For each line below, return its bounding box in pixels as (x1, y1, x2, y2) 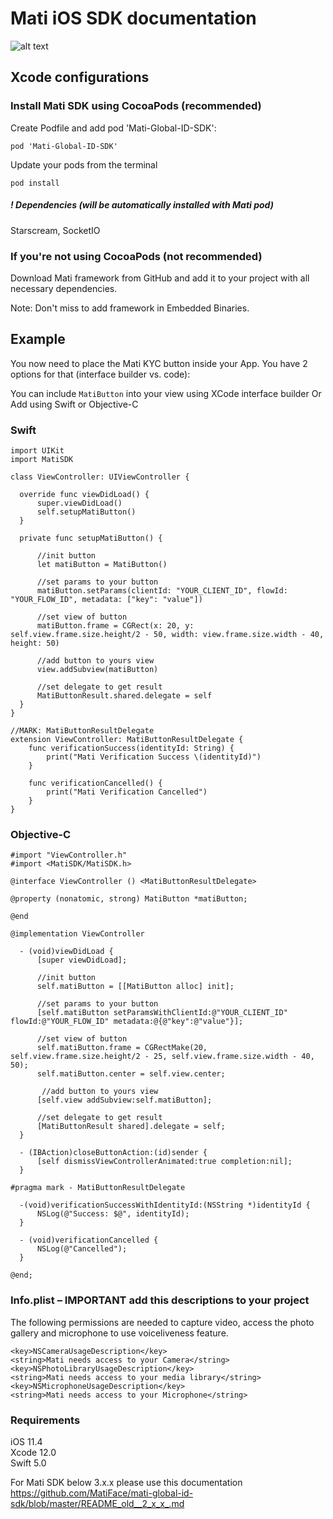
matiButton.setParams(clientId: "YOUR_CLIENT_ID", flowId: (36, 586, 288, 596)
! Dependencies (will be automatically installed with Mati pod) (10, 199, 274, 211)
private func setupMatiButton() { (19, 533, 163, 543)
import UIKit (10, 446, 65, 456)
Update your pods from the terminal (10, 158, 158, 171)
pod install (10, 178, 60, 188)
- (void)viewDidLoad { (19, 947, 114, 957)
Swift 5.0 (10, 1457, 47, 1469)
